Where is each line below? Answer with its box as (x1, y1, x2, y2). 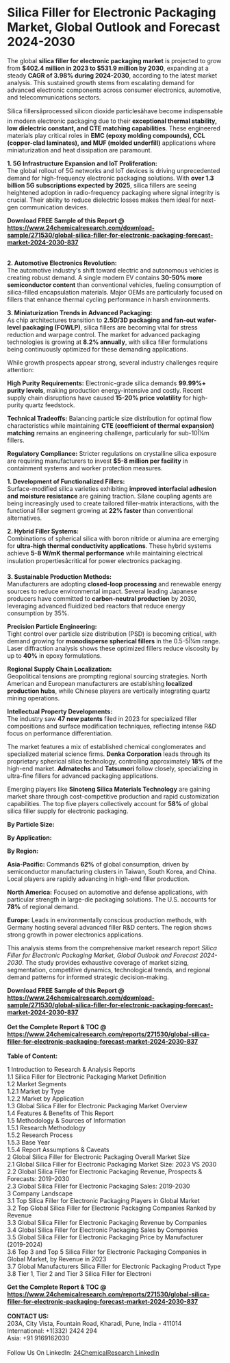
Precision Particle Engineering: (7, 622, 97, 630)
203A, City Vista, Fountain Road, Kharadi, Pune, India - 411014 (7, 1319, 182, 1327)
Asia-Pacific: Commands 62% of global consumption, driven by (7, 860, 190, 868)
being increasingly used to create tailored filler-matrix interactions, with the (7, 499, 219, 507)
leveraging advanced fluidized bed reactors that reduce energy (7, 602, 186, 610)
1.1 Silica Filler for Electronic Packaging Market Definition (7, 1073, 166, 1081)
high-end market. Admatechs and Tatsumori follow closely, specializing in (7, 764, 218, 772)
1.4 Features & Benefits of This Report (7, 1109, 114, 1117)
